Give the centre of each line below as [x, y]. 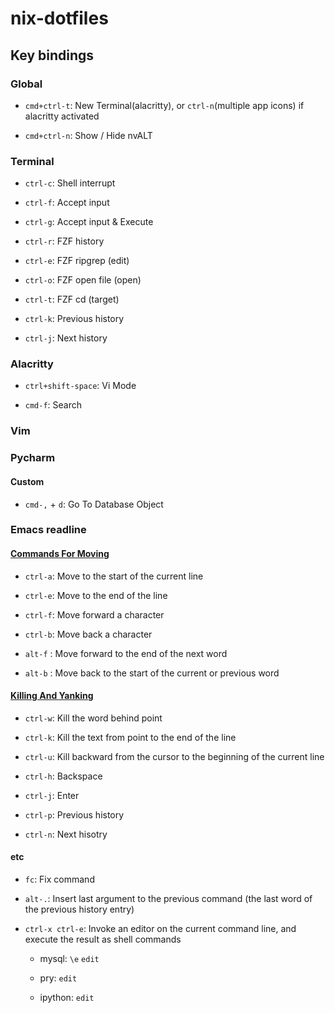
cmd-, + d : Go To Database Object [94, 504]
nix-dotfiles [59, 18]
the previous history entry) [79, 909]
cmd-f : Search [53, 405]
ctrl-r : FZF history [64, 241]
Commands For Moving [60, 554]
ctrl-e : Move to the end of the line [96, 595]
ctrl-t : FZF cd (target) [72, 299]
